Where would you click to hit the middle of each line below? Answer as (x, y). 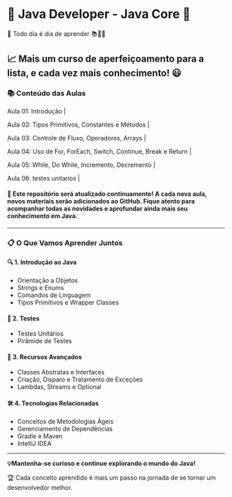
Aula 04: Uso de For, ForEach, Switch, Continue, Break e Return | (99, 151)
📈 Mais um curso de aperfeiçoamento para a (106, 59)
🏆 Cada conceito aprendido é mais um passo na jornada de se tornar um (112, 478)
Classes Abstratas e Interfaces (61, 372)
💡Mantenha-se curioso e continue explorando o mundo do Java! (101, 463)
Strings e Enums (40, 287)
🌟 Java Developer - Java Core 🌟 (99, 14)
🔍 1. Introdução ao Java (42, 262)
